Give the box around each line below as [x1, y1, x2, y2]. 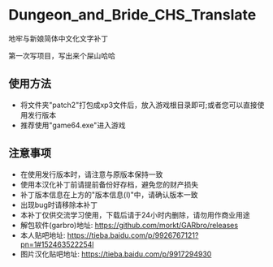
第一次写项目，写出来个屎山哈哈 [8, 50, 115, 60]
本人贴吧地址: [19, 230, 66, 240]
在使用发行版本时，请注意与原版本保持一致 [19, 169, 163, 179]
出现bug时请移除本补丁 [19, 200, 98, 209]
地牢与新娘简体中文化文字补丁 [8, 33, 108, 43]
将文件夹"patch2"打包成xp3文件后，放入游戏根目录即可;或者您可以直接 [19, 100, 258, 110]
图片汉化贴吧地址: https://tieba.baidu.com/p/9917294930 [19, 249, 212, 259]
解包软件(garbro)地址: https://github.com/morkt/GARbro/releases [19, 220, 238, 230]
